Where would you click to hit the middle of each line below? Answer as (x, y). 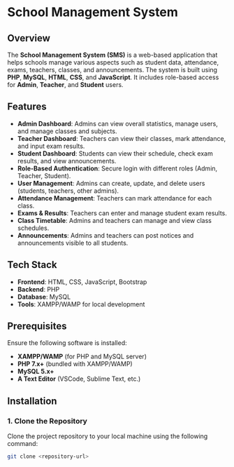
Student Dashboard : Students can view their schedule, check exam (115, 153)
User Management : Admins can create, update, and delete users (111, 183)
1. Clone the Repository (47, 421)
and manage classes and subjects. (67, 131)
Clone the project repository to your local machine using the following (108, 436)
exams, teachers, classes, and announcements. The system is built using (112, 70)
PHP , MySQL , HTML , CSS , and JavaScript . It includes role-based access (113, 77)
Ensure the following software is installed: (67, 343)
